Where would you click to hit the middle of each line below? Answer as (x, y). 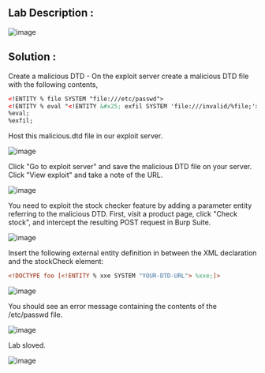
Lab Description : (51, 13)
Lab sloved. (27, 345)
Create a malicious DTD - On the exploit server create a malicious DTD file (129, 76)
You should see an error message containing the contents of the (112, 306)
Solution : (32, 57)
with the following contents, (53, 84)
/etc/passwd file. (35, 315)
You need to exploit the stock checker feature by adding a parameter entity (130, 205)
